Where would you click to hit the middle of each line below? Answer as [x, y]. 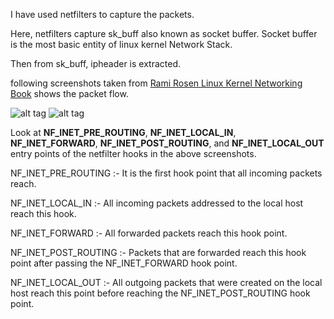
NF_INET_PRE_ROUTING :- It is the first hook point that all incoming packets [166, 173]
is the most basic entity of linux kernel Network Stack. [121, 44]
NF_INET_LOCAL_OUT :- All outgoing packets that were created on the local [166, 282]
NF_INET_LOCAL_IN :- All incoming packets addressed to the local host [157, 203]
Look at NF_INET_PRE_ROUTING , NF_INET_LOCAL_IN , [123, 132]
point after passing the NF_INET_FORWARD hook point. [124, 263]
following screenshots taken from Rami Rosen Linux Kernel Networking [156, 83]
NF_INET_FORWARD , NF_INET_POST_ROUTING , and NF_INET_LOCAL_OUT [167, 143]
